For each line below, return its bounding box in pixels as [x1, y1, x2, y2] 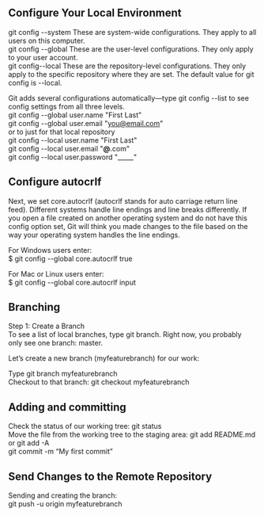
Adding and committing [8, 400, 126, 414]
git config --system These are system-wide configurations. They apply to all [8, 27, 257, 36]
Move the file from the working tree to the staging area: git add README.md [8, 430, 256, 439]
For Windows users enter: [8, 245, 92, 254]
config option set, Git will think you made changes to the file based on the [8, 221, 249, 231]
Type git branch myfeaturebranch [8, 369, 118, 379]
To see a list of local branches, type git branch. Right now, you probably [8, 330, 243, 339]
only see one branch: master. [8, 338, 104, 348]
